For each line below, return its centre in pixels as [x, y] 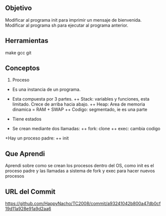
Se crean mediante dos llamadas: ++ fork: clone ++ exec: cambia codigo [86, 129]
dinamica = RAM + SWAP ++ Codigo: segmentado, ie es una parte [80, 109]
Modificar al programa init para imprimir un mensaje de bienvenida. [73, 20]
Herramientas [27, 41]
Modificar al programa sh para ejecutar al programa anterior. [67, 25]
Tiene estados [27, 119]
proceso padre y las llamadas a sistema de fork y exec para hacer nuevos [80, 171]
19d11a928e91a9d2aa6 [28, 209]
